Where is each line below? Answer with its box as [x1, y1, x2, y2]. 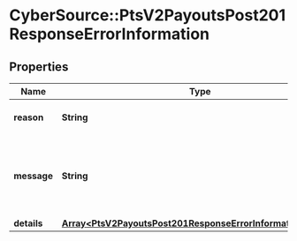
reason [13, 111, 44, 124]
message [13, 169, 53, 182]
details [13, 217, 43, 230]
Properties [9, 59, 69, 74]
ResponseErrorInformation [9, 24, 210, 44]
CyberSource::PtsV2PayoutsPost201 [9, 5, 286, 26]
